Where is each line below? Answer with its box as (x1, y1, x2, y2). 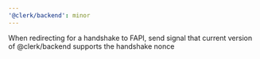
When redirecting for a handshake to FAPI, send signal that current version (8, 33, 253, 42)
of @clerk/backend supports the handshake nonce (8, 41, 175, 51)
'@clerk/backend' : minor (8, 11, 91, 20)
